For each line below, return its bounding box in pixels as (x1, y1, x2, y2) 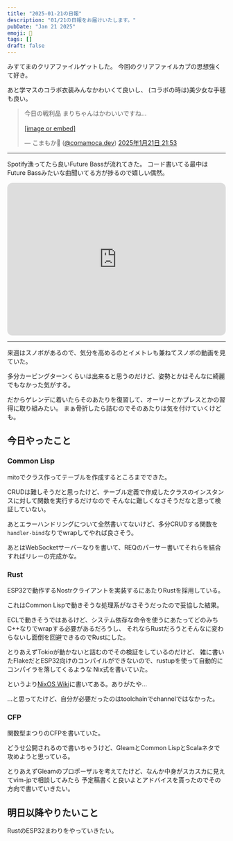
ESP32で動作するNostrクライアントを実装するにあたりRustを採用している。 (7, 586, 224, 594)
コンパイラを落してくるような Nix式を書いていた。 (7, 665, 151, 673)
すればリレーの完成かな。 (7, 552, 80, 560)
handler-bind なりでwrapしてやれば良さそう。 (7, 528, 137, 536)
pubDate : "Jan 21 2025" (7, 23, 76, 30)
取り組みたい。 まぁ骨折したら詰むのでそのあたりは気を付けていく (19, 404, 209, 412)
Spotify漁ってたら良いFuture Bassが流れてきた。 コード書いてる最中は (7, 160, 208, 168)
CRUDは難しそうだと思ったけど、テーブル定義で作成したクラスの (7, 487, 194, 496)
